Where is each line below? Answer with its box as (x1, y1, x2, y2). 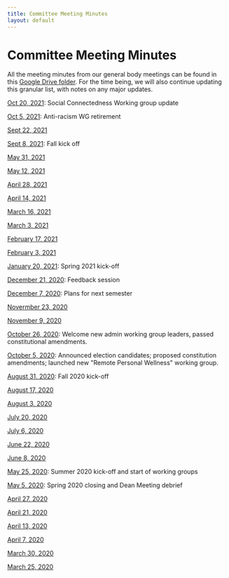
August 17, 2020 (7, 386, 54, 394)
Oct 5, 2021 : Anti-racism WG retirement (7, 112, 121, 121)
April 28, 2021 (7, 180, 48, 189)
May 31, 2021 (7, 153, 46, 162)
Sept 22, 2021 (7, 126, 48, 134)
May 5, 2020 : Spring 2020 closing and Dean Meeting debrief (7, 481, 183, 490)
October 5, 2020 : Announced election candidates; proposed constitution (7, 351, 217, 360)
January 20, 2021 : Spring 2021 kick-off (7, 262, 120, 270)
